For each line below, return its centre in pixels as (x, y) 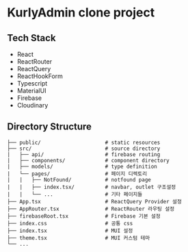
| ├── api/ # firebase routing (84, 154)
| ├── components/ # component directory (88, 160)
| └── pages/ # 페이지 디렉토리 (77, 174)
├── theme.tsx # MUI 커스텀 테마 (79, 238)
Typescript (32, 83)
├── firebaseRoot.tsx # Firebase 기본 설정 (84, 216)
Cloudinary (32, 105)
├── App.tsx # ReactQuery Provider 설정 (95, 201)
